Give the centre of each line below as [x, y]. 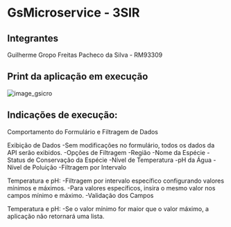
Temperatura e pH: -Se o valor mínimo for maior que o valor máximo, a [108, 208]
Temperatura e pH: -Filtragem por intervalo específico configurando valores [115, 181]
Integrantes [33, 38]
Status [16, 160]
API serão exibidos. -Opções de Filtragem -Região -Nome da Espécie [106, 152]
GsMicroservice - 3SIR [74, 13]
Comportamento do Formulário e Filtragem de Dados [83, 131]
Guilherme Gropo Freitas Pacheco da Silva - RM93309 [85, 55]
